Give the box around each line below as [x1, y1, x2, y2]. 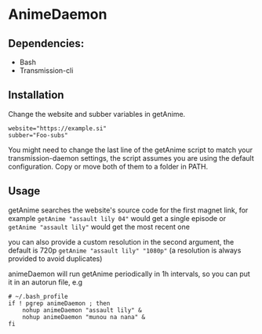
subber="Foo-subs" [8, 131, 68, 139]
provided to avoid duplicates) [8, 253, 103, 263]
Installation [8, 89, 64, 102]
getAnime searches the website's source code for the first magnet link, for [8, 205, 249, 215]
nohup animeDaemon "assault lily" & [22, 306, 143, 314]
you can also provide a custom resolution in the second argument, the [8, 237, 235, 246]
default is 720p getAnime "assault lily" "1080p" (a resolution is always [8, 245, 242, 255]
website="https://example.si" [8, 124, 107, 133]
